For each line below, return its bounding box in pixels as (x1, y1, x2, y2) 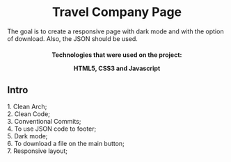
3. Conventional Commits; (7, 118, 81, 126)
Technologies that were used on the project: (51, 50, 182, 59)
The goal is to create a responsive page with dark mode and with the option (7, 27, 224, 35)
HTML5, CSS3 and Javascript (73, 64, 161, 72)
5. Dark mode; (7, 132, 48, 140)
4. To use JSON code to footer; (7, 124, 97, 133)
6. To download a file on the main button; (7, 140, 125, 148)
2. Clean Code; (7, 110, 51, 118)
